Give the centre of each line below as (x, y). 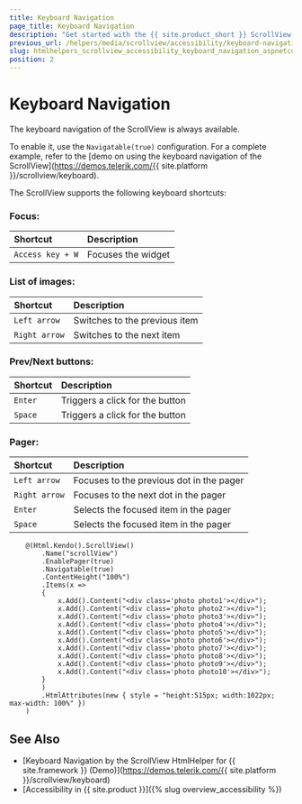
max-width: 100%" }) (48, 704)
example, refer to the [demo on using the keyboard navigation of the (136, 156)
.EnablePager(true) (78, 562)
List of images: (42, 282)
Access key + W (46, 255)
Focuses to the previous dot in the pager (159, 480)
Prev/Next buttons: (52, 361)
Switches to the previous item (136, 320)
